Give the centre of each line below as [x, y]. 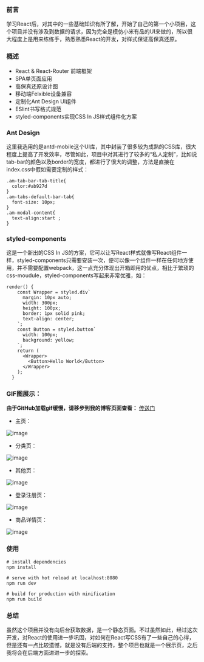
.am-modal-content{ [31, 213]
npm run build [24, 599]
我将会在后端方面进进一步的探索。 [49, 653]
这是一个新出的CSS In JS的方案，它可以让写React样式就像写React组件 [94, 253]
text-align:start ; [36, 218]
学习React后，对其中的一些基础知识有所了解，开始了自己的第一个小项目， [99, 24]
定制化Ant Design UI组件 [46, 101]
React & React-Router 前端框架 [53, 71]
